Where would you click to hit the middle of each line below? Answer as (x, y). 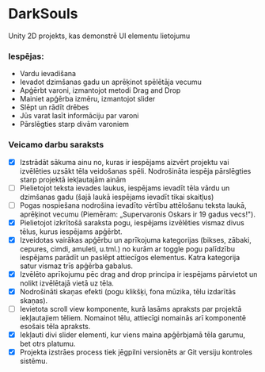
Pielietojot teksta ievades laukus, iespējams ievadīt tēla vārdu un (125, 188)
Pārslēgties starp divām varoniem (74, 125)
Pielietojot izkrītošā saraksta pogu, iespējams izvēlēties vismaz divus (132, 222)
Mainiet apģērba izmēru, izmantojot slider (87, 99)
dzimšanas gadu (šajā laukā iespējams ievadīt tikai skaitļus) (117, 197)
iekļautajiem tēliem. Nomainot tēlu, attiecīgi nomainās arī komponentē (133, 318)
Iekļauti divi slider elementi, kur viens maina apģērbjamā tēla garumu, (132, 335)
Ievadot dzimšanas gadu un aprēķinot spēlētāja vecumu (110, 82)
